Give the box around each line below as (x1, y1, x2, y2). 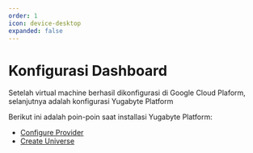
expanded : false (8, 27, 63, 35)
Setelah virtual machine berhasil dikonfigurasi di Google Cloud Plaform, (8, 88, 247, 97)
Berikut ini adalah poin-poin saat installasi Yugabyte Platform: (8, 112, 213, 122)
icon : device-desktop (8, 19, 82, 27)
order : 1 (8, 11, 38, 20)
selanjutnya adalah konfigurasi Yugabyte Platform (8, 97, 174, 106)
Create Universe (19, 136, 75, 146)
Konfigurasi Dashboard (8, 61, 168, 80)
